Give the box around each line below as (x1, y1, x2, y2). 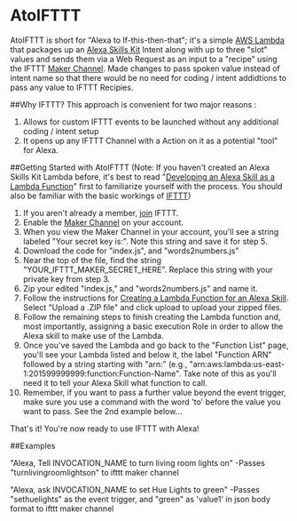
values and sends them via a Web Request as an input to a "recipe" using (10, 53, 277, 64)
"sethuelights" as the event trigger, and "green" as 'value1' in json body (10, 493, 271, 504)
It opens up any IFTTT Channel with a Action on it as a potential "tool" (22, 135, 278, 146)
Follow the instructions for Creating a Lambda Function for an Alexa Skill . (22, 293, 289, 303)
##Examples (10, 440, 56, 451)
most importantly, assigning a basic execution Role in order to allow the (22, 321, 284, 332)
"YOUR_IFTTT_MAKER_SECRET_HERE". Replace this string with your (22, 264, 274, 275)
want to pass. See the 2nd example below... (22, 405, 183, 416)
